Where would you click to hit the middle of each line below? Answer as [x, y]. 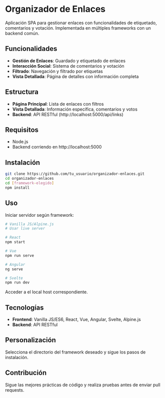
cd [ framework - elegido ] [30, 183]
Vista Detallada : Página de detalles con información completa [76, 76]
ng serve [14, 269]
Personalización [31, 340]
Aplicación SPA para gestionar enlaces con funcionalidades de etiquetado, [81, 23]
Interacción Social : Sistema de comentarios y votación [68, 66]
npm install [17, 188]
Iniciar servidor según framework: [40, 215]
